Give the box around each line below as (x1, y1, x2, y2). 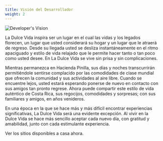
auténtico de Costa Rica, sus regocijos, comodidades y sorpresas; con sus (5, 91, 156, 97)
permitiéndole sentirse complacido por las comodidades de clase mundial (5, 70, 154, 76)
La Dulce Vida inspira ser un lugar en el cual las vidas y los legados (5, 35, 140, 40)
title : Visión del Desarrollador (5, 7, 73, 12)
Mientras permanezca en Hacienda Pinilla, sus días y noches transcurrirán (5, 64, 155, 71)
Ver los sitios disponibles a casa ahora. (5, 130, 84, 136)
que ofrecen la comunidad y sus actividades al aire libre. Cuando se (5, 75, 142, 81)
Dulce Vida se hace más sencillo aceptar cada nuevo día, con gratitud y (5, 116, 150, 121)
